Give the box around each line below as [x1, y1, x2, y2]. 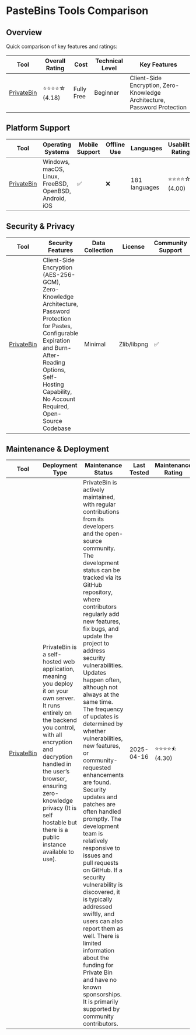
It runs [43, 702, 60, 710]
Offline [106, 140, 125, 149]
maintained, [83, 493, 116, 501]
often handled [83, 807, 121, 816]
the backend [43, 716, 77, 724]
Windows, [43, 157, 70, 166]
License [122, 242, 145, 250]
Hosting [43, 380, 64, 388]
